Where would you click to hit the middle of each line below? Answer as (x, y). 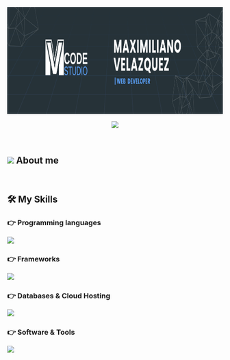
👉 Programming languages (54, 223)
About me (38, 160)
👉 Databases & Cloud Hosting (59, 296)
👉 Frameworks (34, 259)
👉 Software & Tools (41, 333)
